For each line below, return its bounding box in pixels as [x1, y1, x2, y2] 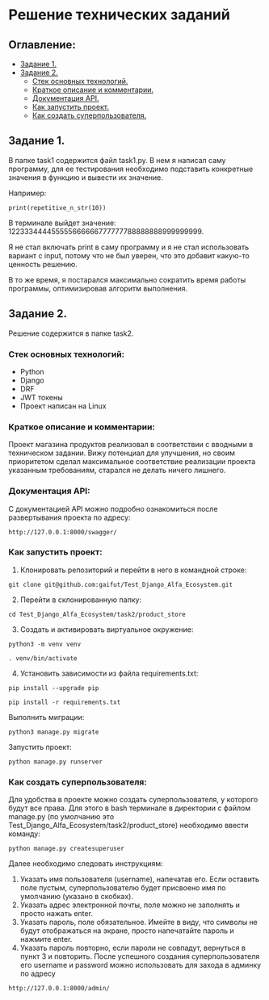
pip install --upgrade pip [8, 684, 99, 692]
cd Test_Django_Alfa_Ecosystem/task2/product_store [8, 610, 186, 618]
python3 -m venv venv [8, 640, 82, 648]
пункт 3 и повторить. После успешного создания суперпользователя [19, 952, 260, 961]
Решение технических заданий [8, 6, 230, 24]
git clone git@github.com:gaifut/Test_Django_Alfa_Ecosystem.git [8, 580, 233, 588]
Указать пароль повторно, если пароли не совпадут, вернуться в [19, 943, 246, 953]
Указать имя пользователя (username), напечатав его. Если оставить [19, 874, 260, 885]
